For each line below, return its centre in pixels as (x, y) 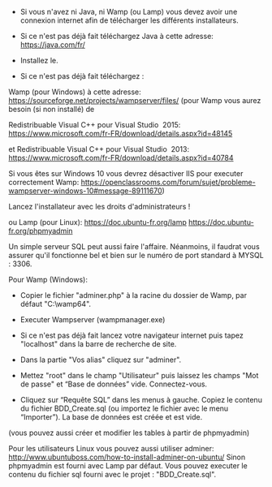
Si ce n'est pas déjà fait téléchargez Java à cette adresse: (117, 36)
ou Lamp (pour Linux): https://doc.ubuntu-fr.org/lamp (97, 222)
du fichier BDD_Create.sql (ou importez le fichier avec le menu (124, 408)
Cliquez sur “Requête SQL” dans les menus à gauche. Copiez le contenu (141, 400)
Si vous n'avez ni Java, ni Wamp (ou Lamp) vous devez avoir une (129, 12)
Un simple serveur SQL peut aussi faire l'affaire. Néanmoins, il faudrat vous (134, 246)
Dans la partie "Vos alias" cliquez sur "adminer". (101, 360)
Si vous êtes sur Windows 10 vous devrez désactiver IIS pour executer (126, 173)
